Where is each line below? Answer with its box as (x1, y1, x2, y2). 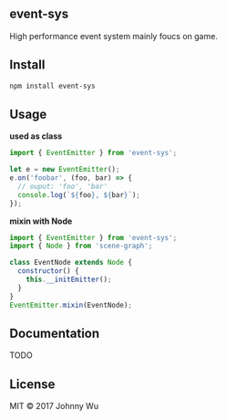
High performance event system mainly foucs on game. (9, 30, 219, 41)
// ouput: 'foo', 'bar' (17, 182, 108, 191)
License (9, 376, 56, 392)
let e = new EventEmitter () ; (9, 165, 120, 174)
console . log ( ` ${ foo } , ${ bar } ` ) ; (17, 190, 141, 199)
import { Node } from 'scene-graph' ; (9, 241, 153, 251)
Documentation (9, 325, 100, 341)
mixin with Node (9, 215, 73, 226)
